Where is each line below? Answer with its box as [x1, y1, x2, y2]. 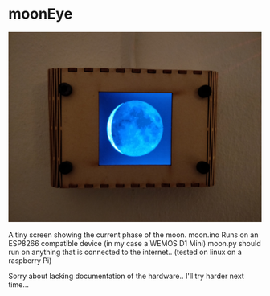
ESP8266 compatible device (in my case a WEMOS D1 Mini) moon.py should [8, 238, 261, 248]
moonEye [8, 5, 73, 23]
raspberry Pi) [8, 255, 52, 265]
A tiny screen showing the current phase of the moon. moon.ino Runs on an [8, 230, 259, 240]
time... [8, 279, 30, 290]
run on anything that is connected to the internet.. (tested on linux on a [8, 247, 243, 257]
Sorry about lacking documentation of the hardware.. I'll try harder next [8, 271, 244, 281]
